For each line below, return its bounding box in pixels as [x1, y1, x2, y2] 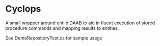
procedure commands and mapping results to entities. [5, 25, 119, 31]
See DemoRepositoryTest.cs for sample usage [5, 35, 103, 41]
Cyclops [5, 3, 41, 15]
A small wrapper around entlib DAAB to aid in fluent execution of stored [5, 20, 155, 26]
